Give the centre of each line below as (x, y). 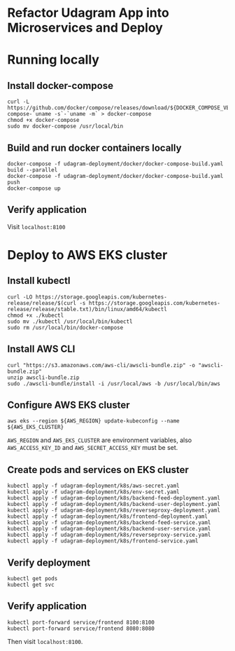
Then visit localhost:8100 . (45, 641)
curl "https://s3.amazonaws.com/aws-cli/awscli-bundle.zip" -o (101, 365)
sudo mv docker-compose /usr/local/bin (65, 126)
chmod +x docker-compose (43, 121)
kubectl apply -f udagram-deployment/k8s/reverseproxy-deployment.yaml (114, 510)
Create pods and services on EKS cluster (98, 470)
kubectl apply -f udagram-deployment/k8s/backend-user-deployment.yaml (114, 505)
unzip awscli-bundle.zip (43, 377)
